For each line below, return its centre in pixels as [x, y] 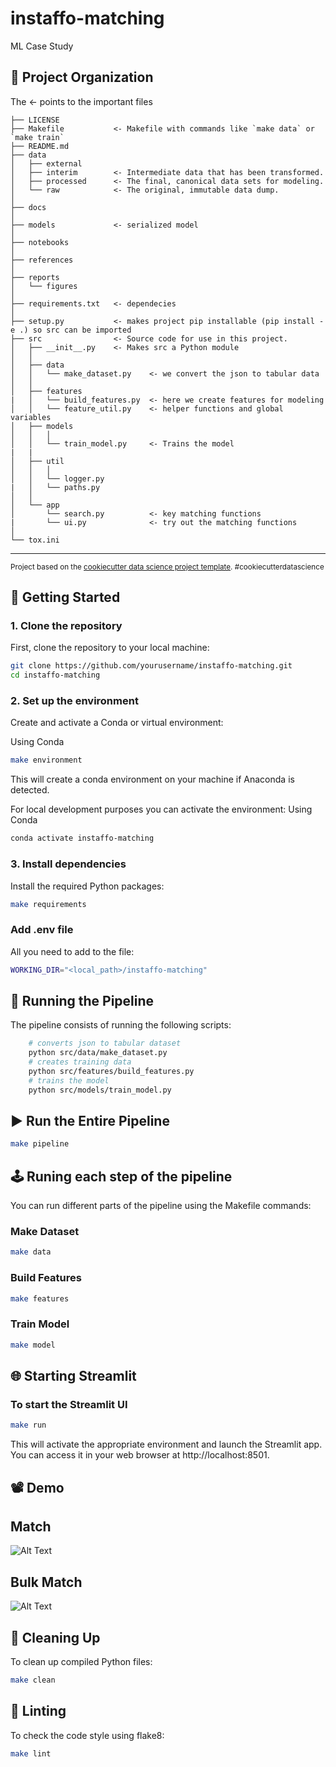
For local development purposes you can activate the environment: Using [161, 809]
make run [28, 1425]
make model [33, 1345]
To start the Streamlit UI [69, 1404]
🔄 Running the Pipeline [82, 1000]
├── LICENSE [35, 120]
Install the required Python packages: [87, 886]
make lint [31, 1753]
